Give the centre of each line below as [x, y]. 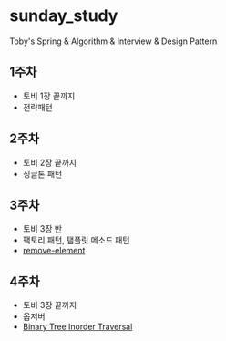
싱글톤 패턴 [42, 173]
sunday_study [64, 16]
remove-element [54, 251]
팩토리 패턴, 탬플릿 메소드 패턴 [76, 240]
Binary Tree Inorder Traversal [77, 327]
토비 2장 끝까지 [50, 162]
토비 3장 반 [42, 229]
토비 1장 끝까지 [49, 96]
